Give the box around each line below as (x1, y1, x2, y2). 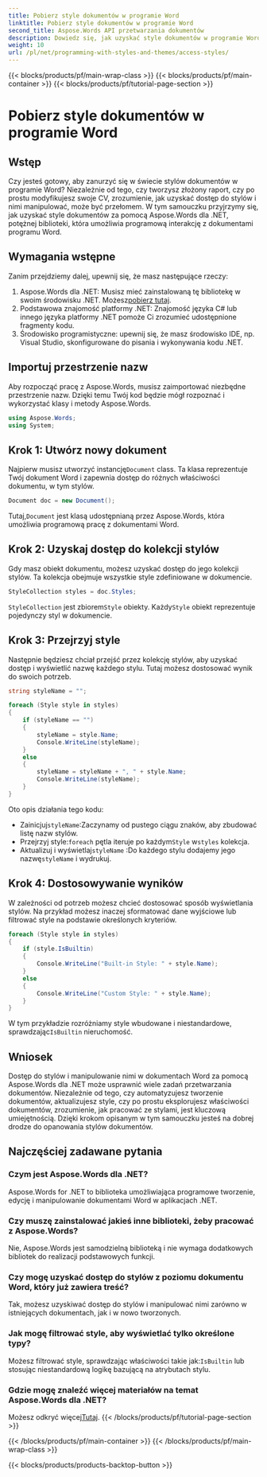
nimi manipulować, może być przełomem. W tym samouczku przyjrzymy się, (8, 202, 259, 211)
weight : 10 (8, 41, 44, 49)
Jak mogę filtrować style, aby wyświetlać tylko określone (8, 1328, 234, 1339)
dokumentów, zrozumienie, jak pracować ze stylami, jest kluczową (8, 1105, 226, 1115)
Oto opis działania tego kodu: (8, 805, 104, 814)
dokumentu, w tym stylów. (8, 481, 95, 491)
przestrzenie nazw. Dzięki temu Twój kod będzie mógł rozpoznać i (8, 390, 225, 399)
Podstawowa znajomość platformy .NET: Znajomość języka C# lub (19, 303, 238, 313)
